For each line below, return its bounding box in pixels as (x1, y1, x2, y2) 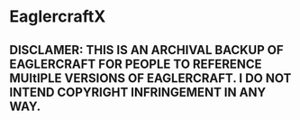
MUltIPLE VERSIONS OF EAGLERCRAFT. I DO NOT (9, 70, 292, 86)
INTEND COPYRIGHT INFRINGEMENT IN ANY (9, 84, 267, 100)
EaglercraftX (9, 6, 106, 27)
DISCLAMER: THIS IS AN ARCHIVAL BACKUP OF (9, 42, 284, 58)
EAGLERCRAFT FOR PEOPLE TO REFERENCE (9, 56, 263, 71)
